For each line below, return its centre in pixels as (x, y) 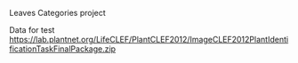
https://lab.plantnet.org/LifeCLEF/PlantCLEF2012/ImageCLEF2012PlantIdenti (149, 39)
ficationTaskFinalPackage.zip (63, 49)
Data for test (32, 30)
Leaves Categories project (58, 13)
